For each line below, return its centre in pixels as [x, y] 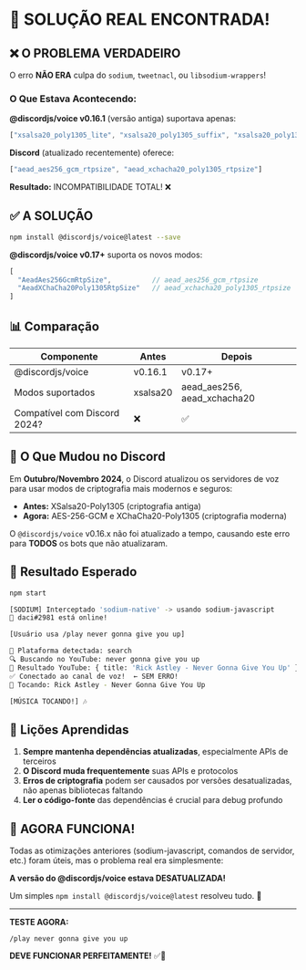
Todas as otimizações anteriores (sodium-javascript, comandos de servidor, [152, 851]
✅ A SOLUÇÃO [51, 216]
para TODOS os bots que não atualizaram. [89, 543]
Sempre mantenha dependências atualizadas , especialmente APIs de [155, 752]
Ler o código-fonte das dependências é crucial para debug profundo [153, 800]
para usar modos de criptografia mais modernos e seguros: [121, 488]
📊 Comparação [55, 326]
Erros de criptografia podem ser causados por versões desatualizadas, [157, 781]
